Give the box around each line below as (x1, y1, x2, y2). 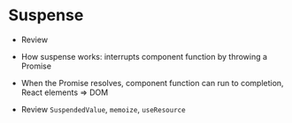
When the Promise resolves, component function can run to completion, (20, 77, 284, 88)
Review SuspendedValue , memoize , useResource (20, 104, 187, 114)
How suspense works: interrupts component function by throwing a (20, 51, 267, 61)
